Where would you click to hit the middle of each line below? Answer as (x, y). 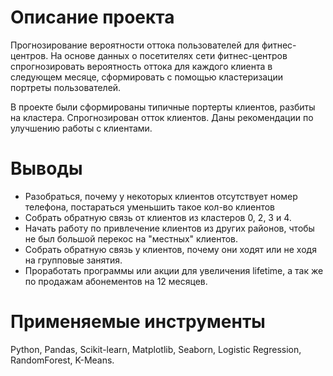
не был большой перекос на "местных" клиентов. (131, 238)
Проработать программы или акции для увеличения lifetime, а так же (174, 270)
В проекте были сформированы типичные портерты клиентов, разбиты (163, 107)
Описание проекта (92, 17)
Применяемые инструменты (138, 322)
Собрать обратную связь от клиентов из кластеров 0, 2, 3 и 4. (158, 217)
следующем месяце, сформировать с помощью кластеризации (146, 77)
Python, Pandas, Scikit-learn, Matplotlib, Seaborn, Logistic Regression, (156, 349)
